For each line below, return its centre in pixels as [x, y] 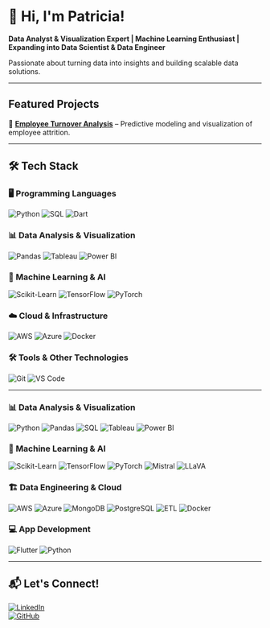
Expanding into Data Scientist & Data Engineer [87, 47]
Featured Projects [54, 104]
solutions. [25, 71]
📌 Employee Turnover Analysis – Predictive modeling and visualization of [131, 123]
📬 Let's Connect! [54, 584]
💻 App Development [49, 529]
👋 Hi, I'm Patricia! [67, 17]
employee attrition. [39, 132]
